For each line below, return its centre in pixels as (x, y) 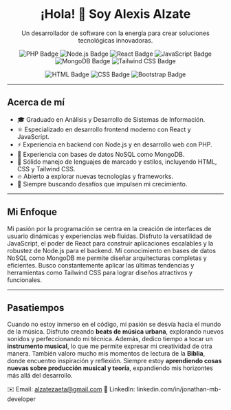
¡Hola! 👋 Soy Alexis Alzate (115, 14)
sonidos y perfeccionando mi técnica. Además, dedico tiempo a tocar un (110, 339)
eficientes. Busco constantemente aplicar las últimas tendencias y (101, 265)
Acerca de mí (36, 102)
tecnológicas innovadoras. (115, 40)
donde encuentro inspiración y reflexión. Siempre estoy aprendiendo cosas (114, 361)
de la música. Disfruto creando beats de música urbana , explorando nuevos (115, 332)
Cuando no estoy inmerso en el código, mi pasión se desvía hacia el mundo (114, 324)
